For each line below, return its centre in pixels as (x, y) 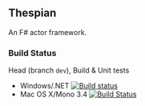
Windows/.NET (44, 86)
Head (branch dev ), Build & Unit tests (69, 70)
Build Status (32, 53)
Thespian (32, 13)
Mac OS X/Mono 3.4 (54, 94)
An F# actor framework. (48, 32)
